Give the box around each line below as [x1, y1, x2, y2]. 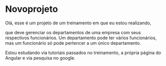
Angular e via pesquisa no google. [5, 55, 76, 61]
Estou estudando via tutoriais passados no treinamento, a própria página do [5, 50, 161, 56]
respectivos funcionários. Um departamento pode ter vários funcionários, [5, 35, 157, 41]
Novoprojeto [5, 3, 58, 15]
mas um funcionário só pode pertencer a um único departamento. [5, 40, 141, 46]
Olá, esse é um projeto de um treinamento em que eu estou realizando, [5, 20, 151, 26]
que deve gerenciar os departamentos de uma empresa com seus [5, 29, 141, 35]
